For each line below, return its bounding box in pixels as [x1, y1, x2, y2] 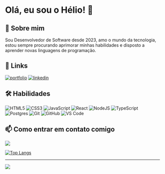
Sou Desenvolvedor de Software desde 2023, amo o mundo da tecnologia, [5, 37, 156, 43]
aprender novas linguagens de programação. [5, 48, 97, 53]
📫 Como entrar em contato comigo [5, 125, 115, 134]
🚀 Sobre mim [5, 24, 45, 32]
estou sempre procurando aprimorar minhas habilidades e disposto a [5, 42, 145, 48]
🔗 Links [5, 61, 28, 70]
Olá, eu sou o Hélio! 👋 [5, 4, 93, 16]
